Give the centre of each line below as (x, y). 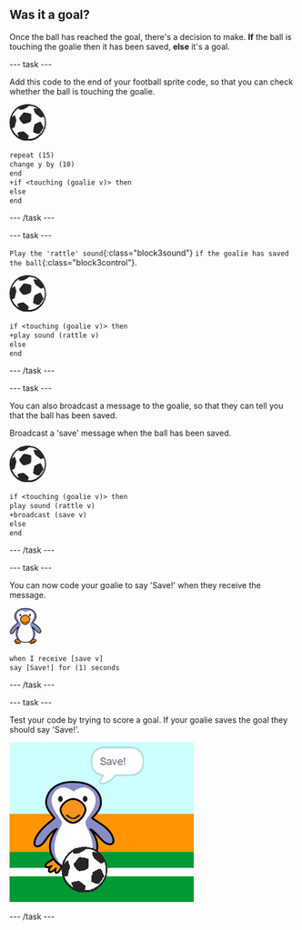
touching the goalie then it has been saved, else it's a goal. (120, 46)
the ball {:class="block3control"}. (74, 262)
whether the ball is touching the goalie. (82, 91)
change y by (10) (42, 164)
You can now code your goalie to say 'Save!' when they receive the (135, 585)
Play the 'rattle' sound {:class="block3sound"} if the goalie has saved (149, 253)
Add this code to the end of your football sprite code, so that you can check (151, 82)
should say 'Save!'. (45, 729)
